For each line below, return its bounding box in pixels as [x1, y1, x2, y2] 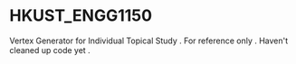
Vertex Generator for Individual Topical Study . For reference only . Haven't [9, 35, 289, 46]
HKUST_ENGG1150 [9, 5, 152, 26]
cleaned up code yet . [9, 44, 91, 55]
